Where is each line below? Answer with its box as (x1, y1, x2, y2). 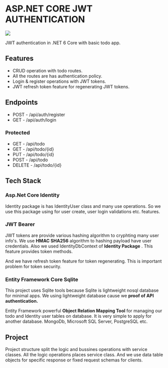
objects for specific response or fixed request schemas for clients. (5, 357, 143, 363)
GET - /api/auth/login (12, 116, 56, 123)
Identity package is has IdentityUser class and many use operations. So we (5, 203, 161, 209)
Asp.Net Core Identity (5, 192, 60, 199)
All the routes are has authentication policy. (12, 73, 102, 79)
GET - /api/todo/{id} (12, 146, 54, 152)
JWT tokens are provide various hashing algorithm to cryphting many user (5, 232, 159, 238)
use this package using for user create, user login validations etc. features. (5, 208, 160, 214)
